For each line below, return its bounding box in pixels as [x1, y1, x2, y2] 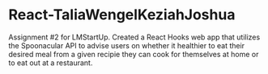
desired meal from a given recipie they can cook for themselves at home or [8, 49, 259, 59]
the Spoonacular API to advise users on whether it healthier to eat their [8, 40, 245, 50]
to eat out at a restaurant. [8, 58, 93, 68]
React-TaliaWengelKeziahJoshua [8, 6, 236, 24]
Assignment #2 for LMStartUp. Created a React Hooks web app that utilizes [8, 32, 261, 42]
